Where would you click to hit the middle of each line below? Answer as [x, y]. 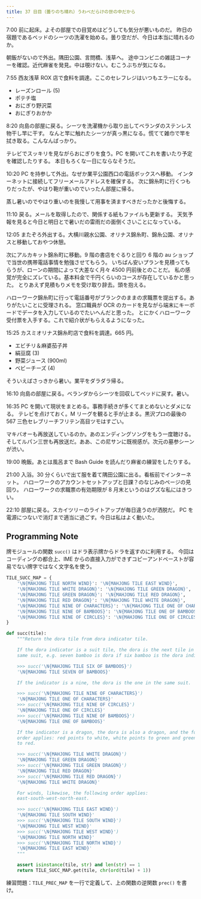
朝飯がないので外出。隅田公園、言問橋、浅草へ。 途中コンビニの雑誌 [91, 57]
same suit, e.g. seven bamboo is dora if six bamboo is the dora [100, 655]
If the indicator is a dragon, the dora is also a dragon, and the [103, 732]
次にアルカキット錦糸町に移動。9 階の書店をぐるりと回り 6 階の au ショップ [100, 254]
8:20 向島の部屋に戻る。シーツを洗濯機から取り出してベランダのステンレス [99, 125]
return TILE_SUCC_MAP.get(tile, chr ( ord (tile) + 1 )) [84, 871]
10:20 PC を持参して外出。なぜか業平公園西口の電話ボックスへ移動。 [91, 173]
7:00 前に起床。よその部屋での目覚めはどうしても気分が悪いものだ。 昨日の [99, 29]
